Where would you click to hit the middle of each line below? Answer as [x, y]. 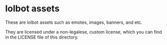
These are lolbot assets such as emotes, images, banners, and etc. [74, 22]
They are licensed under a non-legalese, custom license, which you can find [83, 32]
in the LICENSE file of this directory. [42, 37]
